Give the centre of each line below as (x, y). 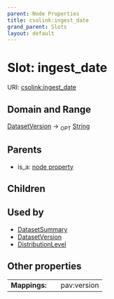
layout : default (31, 33)
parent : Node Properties (43, 14)
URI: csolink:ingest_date (42, 88)
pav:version (80, 285)
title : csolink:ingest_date (48, 20)
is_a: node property (45, 167)
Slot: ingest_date (57, 68)
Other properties (44, 266)
